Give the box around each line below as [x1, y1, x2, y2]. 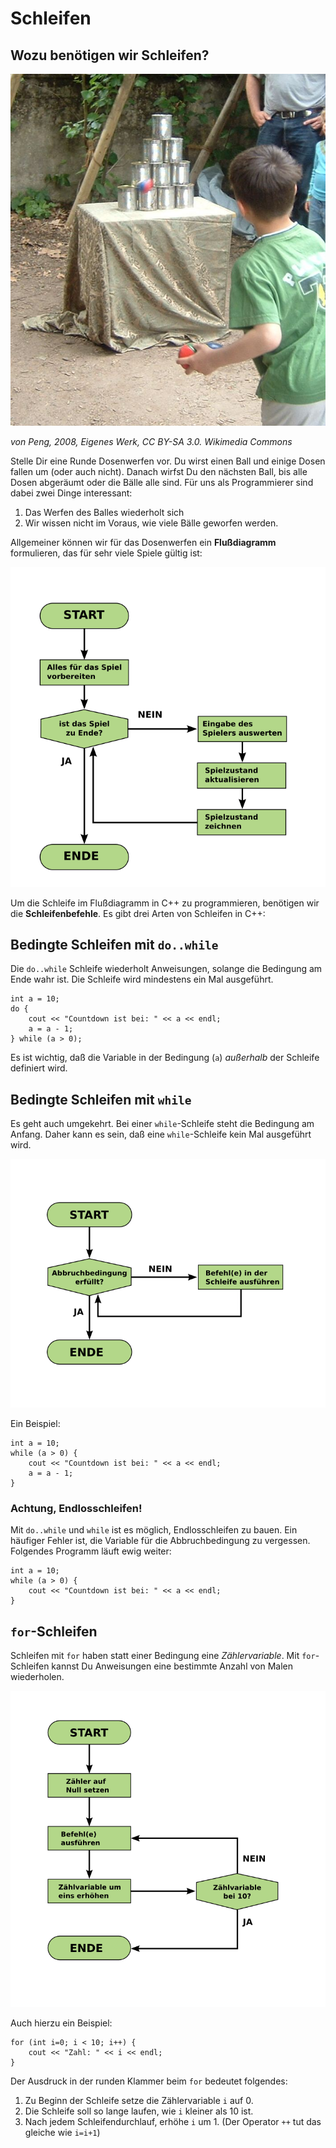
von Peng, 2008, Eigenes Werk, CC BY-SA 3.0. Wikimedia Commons [10, 435, 293, 447]
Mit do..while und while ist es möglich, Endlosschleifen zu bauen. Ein [10, 1524, 298, 1536]
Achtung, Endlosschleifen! [10, 1502, 143, 1516]
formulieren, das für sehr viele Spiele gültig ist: [10, 547, 203, 559]
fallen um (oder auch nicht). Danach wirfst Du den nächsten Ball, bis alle [10, 465, 308, 477]
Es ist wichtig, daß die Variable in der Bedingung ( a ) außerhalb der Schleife [10, 1052, 320, 1064]
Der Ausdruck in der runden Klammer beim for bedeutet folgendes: [10, 2075, 288, 2087]
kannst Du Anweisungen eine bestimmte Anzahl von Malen [51, 1660, 293, 1672]
